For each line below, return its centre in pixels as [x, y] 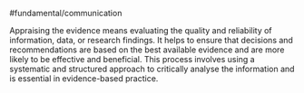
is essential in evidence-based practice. [84, 79]
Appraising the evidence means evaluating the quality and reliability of [141, 30]
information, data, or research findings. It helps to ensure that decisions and [151, 40]
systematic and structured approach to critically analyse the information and [152, 69]
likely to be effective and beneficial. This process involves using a [132, 59]
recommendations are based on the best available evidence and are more [147, 50]
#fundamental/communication [66, 13]
